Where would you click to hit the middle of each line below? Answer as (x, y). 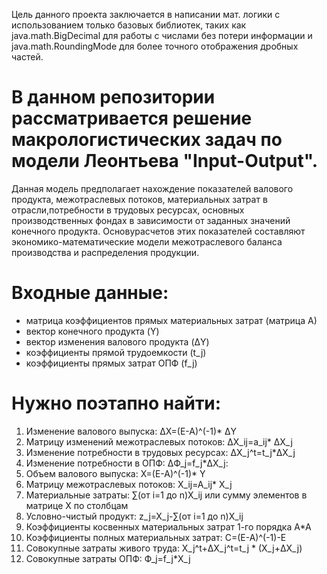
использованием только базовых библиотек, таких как (129, 25)
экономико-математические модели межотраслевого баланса (147, 241)
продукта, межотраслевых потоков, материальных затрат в (139, 199)
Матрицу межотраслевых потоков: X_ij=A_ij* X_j (129, 484)
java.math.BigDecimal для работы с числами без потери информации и (162, 35)
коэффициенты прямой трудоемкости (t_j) (116, 352)
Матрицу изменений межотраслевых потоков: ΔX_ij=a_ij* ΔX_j (159, 441)
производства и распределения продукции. (105, 252)
